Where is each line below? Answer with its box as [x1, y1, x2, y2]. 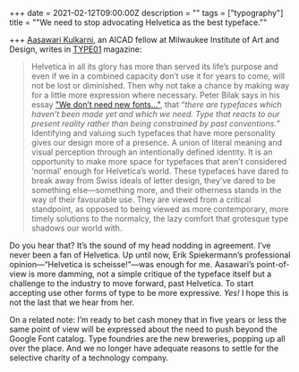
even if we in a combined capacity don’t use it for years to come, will [30, 71, 285, 81]
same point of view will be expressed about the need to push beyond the [9, 324, 278, 334]
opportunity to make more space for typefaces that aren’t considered [30, 156, 287, 166]
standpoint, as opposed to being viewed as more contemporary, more [30, 204, 289, 214]
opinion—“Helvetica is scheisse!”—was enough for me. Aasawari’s [9, 259, 255, 269]
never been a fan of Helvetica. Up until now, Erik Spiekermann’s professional [9, 249, 291, 260]
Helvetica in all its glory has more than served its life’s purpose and [30, 62, 278, 72]
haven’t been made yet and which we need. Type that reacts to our [30, 109, 280, 119]
